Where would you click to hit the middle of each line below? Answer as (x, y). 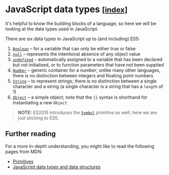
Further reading (30, 134)
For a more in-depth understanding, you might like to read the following (80, 146)
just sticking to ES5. (38, 118)
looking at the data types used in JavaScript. (52, 28)
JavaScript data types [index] (66, 9)
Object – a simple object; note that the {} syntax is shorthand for (80, 97)
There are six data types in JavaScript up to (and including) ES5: (73, 39)
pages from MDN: (24, 152)
